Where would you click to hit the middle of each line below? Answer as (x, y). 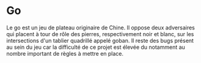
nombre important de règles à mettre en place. (65, 53)
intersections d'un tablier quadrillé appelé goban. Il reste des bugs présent (100, 40)
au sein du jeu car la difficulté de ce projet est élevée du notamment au (96, 47)
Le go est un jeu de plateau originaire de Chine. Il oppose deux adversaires (101, 28)
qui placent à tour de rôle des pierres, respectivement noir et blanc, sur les (100, 34)
